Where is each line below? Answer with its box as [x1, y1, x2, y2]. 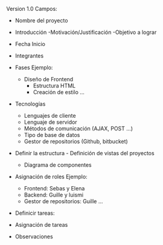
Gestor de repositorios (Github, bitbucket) [24, 138, 128, 145]
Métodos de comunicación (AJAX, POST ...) [24, 125, 133, 132]
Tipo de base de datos [24, 132, 80, 138]
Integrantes [14, 52, 44, 59]
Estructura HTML [33, 82, 76, 89]
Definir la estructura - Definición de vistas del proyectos [14, 150, 155, 156]
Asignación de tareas [14, 221, 68, 228]
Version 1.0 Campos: [6, 5, 57, 12]
